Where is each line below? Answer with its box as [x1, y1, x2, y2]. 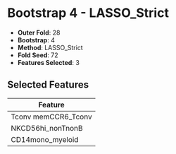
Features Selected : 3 [17, 58, 80, 66]
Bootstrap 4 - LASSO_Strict [7, 5, 169, 21]
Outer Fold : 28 [17, 28, 61, 37]
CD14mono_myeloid [11, 134, 79, 144]
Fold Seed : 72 [17, 51, 58, 59]
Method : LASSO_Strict [17, 43, 83, 52]
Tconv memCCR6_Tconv [11, 112, 93, 122]
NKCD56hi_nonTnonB [11, 123, 83, 133]
